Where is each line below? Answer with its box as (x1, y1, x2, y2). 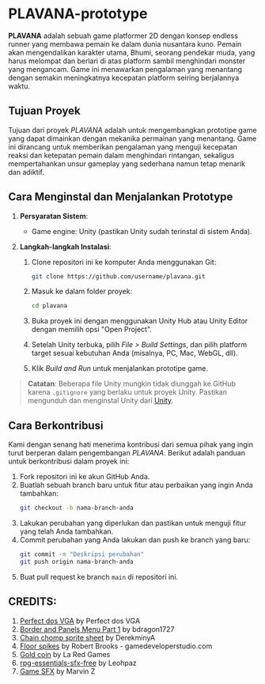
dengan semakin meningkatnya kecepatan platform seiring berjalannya (8, 73, 240, 82)
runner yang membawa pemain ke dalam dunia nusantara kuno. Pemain (8, 39, 242, 48)
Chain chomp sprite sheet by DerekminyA (19, 633, 156, 642)
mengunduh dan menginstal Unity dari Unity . (27, 396, 174, 406)
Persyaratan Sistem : (19, 211, 89, 221)
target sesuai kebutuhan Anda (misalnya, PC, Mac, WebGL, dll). (31, 349, 239, 358)
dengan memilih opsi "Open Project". (31, 325, 153, 334)
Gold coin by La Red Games (19, 649, 111, 659)
